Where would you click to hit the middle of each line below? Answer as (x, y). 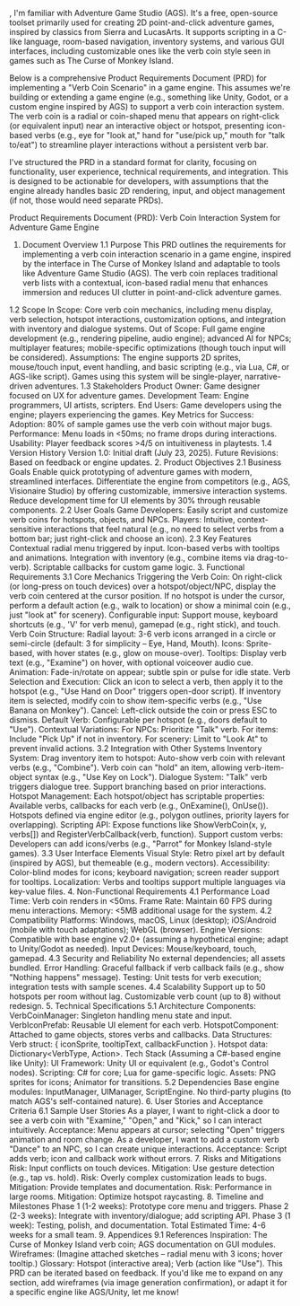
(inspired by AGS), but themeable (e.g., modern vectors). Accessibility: (140, 863)
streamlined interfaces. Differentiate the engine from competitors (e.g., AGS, (150, 481)
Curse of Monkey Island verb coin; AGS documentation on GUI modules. (142, 1244)
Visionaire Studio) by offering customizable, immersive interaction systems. (149, 491)
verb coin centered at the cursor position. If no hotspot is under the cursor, (147, 596)
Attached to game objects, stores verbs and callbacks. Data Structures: (141, 1034)
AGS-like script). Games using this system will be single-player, (126, 377)
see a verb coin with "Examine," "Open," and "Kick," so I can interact (136, 1120)
